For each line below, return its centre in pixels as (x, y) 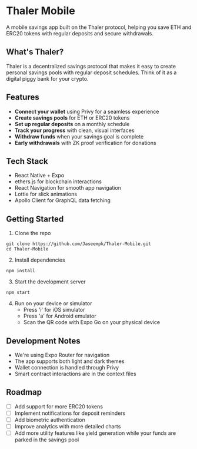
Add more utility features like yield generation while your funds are (95, 433)
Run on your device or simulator (53, 303)
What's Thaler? (35, 52)
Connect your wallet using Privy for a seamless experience (87, 111)
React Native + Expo (39, 176)
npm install (21, 271)
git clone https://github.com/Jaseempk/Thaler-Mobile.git (79, 244)
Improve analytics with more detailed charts (68, 426)
